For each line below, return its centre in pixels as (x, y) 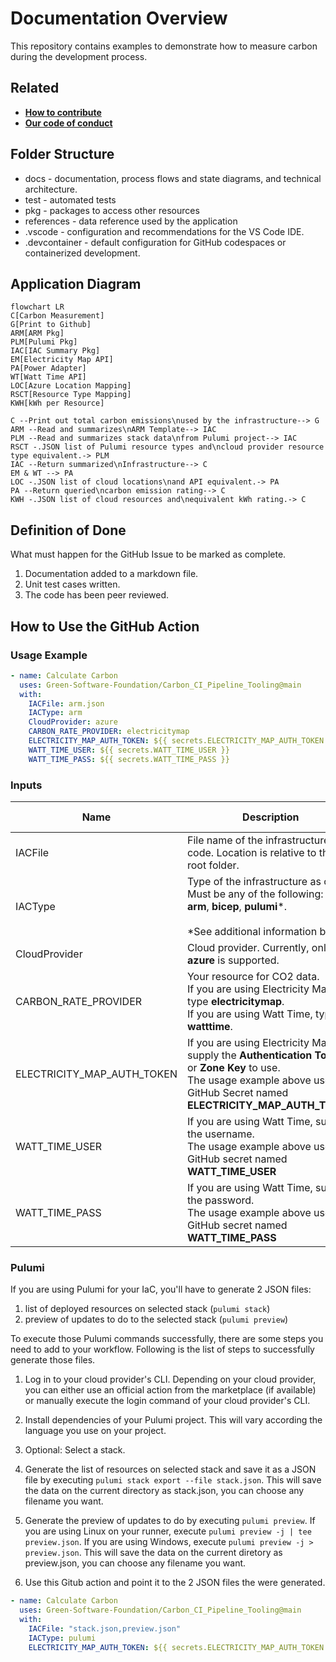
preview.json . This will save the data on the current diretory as (153, 1553)
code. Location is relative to (251, 852)
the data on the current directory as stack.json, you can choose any (164, 1491)
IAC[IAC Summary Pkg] (55, 351)
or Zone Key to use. (233, 1067)
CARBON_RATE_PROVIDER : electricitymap (109, 732)
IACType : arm (55, 713)
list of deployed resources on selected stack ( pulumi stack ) (147, 1309)
